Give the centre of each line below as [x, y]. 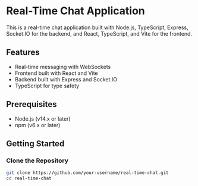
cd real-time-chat [29, 179]
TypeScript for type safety [47, 86]
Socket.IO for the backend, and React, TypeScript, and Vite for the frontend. [99, 33]
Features [23, 53]
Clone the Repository [37, 160]
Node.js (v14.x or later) [43, 119]
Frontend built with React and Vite [56, 73]
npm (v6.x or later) [37, 125]
